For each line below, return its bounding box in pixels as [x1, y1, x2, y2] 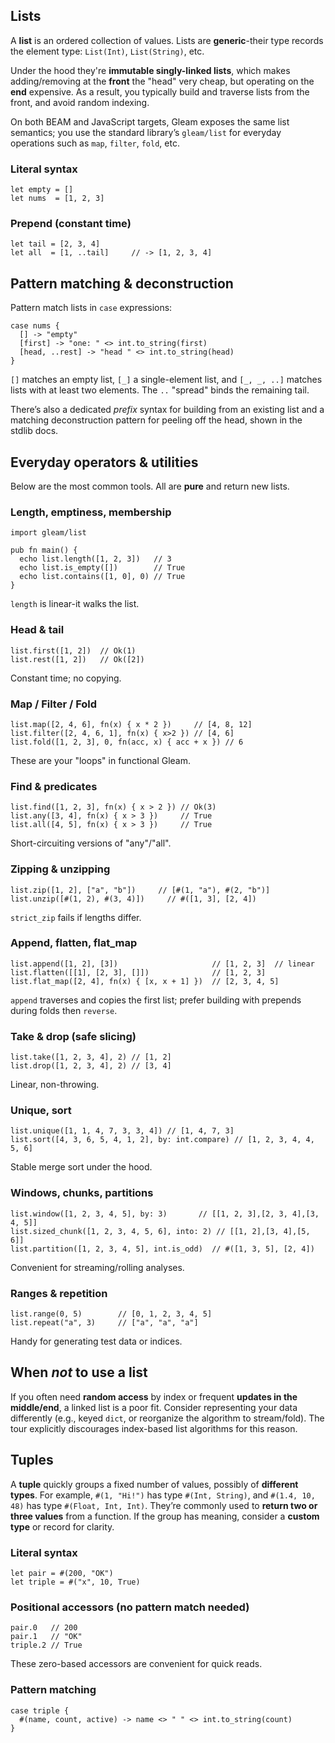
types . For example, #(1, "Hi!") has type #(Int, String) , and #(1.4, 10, [10, 1489, 316, 1501]
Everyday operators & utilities [10, 454, 199, 471]
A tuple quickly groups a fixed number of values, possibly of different [10, 1478, 299, 1490]
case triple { [10, 1705, 70, 1716]
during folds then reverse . [10, 1004, 118, 1016]
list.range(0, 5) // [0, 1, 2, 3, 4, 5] [10, 1309, 213, 1319]
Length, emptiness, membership [10, 505, 172, 519]
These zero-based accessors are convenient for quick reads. [10, 1658, 263, 1670]
